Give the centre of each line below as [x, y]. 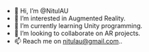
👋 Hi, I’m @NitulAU [41, 11]
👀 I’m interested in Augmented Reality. [70, 18]
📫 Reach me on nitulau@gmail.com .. [68, 41]
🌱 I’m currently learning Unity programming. [78, 26]
